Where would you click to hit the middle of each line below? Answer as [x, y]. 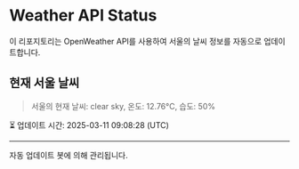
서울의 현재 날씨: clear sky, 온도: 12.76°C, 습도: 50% [123, 106]
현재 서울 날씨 [44, 83]
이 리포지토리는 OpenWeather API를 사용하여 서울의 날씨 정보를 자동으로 [136, 41]
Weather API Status [83, 16]
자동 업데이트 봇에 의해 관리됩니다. [69, 155]
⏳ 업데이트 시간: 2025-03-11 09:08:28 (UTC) [89, 125]
